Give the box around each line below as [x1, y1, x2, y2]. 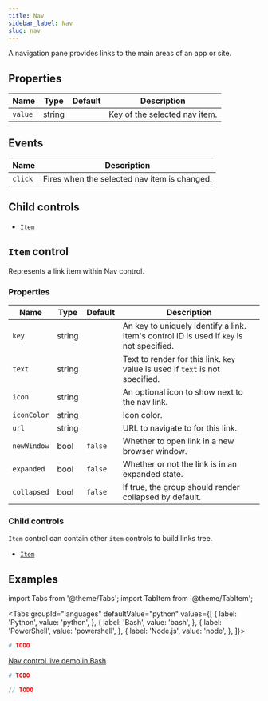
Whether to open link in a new [122, 435, 235, 447]
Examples [8, 572, 58, 586]
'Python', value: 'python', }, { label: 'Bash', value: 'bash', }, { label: [8, 618, 222, 627]
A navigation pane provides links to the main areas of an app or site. [8, 49, 232, 58]
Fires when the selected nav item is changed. [42, 174, 213, 184]
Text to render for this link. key [122, 353, 235, 364]
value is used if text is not [122, 363, 221, 375]
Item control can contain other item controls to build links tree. [8, 534, 213, 543]
